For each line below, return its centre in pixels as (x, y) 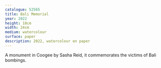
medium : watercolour (26, 32)
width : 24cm (17, 28)
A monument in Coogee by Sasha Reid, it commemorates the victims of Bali (81, 55)
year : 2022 (16, 18)
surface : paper (20, 37)
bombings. (16, 60)
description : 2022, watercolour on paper (48, 41)
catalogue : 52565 (23, 9)
